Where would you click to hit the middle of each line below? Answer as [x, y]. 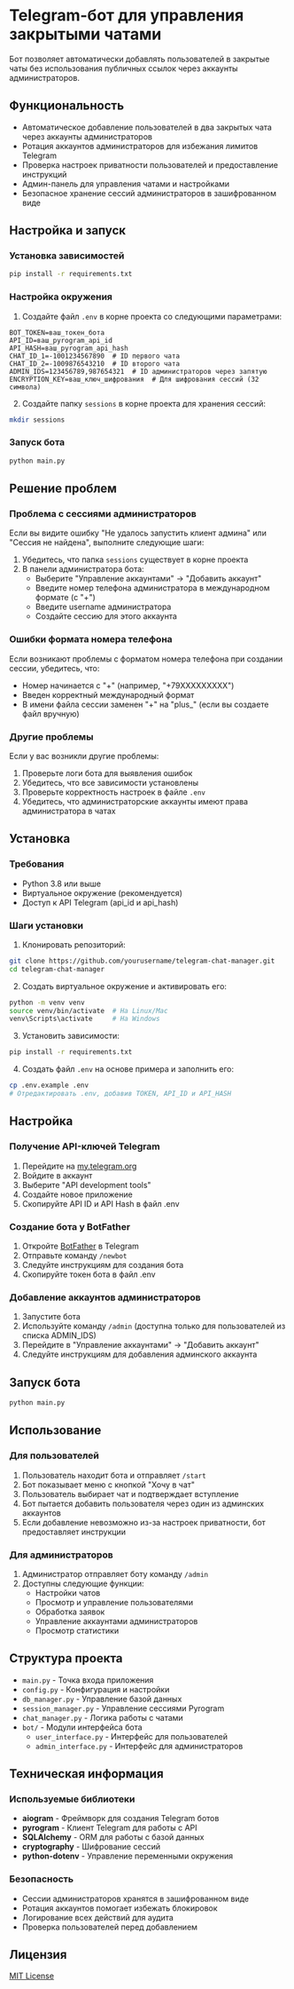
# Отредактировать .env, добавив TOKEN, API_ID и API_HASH [120, 1094]
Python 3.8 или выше [62, 884]
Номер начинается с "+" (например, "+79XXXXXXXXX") [128, 685]
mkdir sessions [37, 420]
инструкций [44, 174]
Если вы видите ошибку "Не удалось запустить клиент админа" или [138, 533]
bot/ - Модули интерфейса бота [82, 1727]
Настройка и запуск [68, 230]
